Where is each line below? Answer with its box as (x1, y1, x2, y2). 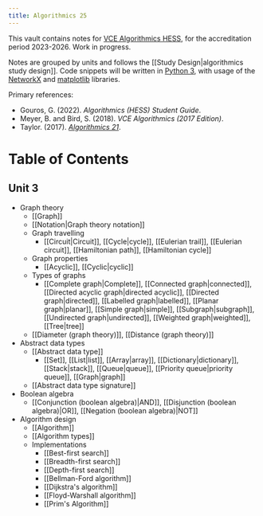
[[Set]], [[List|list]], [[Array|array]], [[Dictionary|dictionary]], (43, 355, 239, 365)
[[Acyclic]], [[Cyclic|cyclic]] (43, 262, 134, 272)
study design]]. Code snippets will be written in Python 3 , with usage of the (8, 65, 256, 76)
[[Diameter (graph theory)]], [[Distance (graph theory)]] (31, 330, 214, 339)
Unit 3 (8, 182, 39, 195)
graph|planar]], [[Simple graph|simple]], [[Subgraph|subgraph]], (43, 304, 255, 314)
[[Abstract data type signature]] (31, 380, 136, 390)
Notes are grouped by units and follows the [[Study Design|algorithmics (8, 57, 244, 67)
